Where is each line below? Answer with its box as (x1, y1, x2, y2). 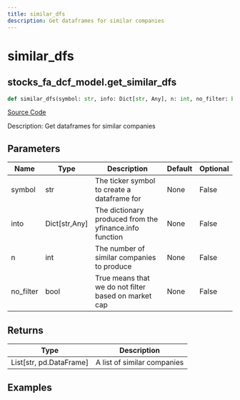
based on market (95, 291, 152, 301)
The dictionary (95, 205, 144, 215)
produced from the (95, 214, 159, 224)
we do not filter (95, 282, 146, 292)
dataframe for (95, 194, 141, 204)
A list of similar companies (95, 358, 184, 367)
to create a (95, 185, 131, 195)
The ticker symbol (95, 176, 156, 186)
